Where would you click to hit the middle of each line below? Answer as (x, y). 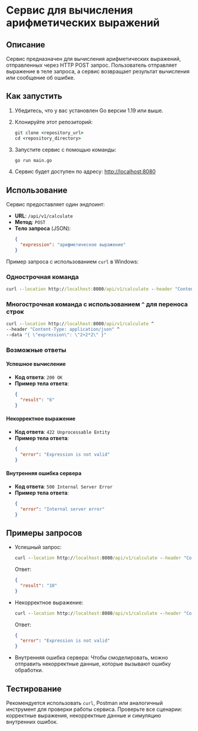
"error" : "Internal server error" (62, 509)
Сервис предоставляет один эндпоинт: (55, 204)
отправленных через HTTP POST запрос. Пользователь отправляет (92, 65)
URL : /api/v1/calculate (44, 216)
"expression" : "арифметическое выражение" (73, 245)
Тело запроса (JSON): (43, 229)
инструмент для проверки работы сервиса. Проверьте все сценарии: (94, 709)
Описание (26, 45)
